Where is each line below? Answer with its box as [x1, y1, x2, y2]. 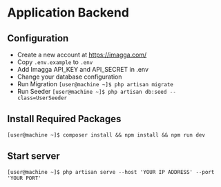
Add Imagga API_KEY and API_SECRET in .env [17, 66, 149, 73]
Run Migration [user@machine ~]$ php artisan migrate [17, 80, 174, 88]
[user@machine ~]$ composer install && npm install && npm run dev [7, 131, 206, 139]
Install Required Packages [7, 113, 122, 125]
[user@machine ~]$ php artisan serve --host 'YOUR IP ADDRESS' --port [7, 168, 215, 175]
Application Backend [7, 5, 130, 21]
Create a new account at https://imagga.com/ [17, 50, 147, 59]
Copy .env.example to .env [17, 58, 93, 66]
